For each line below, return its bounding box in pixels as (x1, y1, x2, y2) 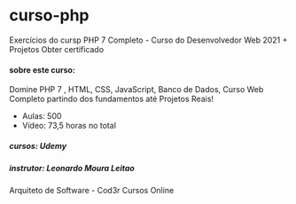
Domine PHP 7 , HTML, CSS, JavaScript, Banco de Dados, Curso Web (9, 84, 264, 95)
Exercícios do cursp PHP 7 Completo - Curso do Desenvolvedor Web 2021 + (9, 35, 288, 45)
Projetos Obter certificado (9, 43, 105, 54)
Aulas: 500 (21, 111, 62, 122)
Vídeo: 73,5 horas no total (21, 121, 117, 131)
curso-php (9, 5, 90, 26)
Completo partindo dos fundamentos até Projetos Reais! (9, 94, 214, 105)
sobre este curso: (9, 64, 75, 75)
